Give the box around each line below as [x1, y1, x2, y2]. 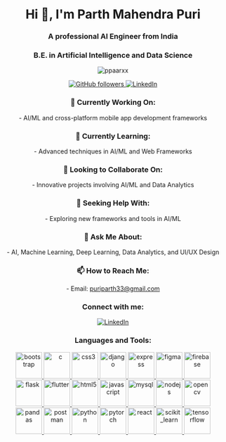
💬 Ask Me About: [84, 232, 142, 241]
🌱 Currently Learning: [75, 131, 151, 141]
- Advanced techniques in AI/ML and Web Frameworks [33, 147, 193, 156]
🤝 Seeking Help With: [76, 198, 150, 208]
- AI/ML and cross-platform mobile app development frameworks [18, 113, 208, 122]
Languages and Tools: [74, 336, 152, 346]
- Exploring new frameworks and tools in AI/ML [45, 214, 181, 222]
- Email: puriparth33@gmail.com [66, 284, 160, 293]
